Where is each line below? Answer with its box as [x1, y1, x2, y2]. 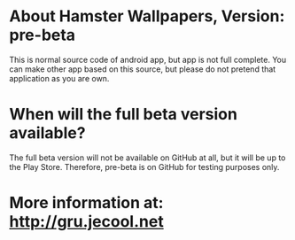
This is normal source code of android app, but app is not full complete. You [9, 54, 287, 65]
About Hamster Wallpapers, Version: [9, 6, 285, 27]
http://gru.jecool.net [9, 212, 164, 232]
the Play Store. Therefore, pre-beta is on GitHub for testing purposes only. [9, 161, 280, 172]
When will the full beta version [9, 105, 237, 125]
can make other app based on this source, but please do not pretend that [9, 64, 276, 74]
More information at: [9, 193, 164, 213]
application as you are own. [9, 73, 110, 83]
